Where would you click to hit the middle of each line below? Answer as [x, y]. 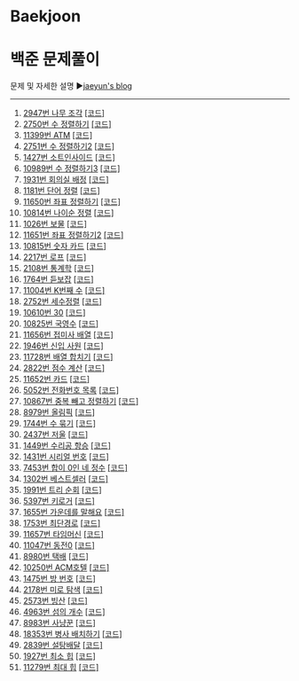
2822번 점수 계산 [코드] [64, 368]
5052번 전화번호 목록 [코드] [71, 390]
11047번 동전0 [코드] [59, 545]
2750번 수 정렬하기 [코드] [67, 124]
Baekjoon [46, 16]
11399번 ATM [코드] [58, 136]
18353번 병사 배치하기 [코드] [72, 634]
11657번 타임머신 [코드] [63, 535]
